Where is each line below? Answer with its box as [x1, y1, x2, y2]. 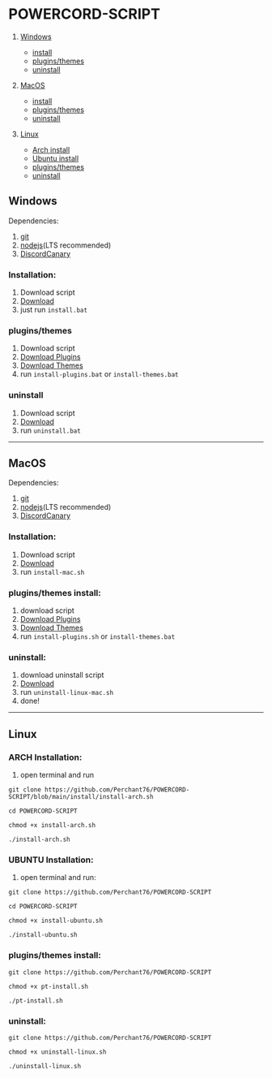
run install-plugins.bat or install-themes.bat [19, 369, 179, 379]
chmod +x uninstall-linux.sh [8, 1048, 107, 1056]
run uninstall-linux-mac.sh [19, 688, 114, 697]
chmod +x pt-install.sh [8, 982, 89, 990]
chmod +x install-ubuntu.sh [8, 916, 104, 925]
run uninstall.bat [19, 425, 81, 435]
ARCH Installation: [8, 752, 83, 763]
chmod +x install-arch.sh [8, 821, 96, 830]
